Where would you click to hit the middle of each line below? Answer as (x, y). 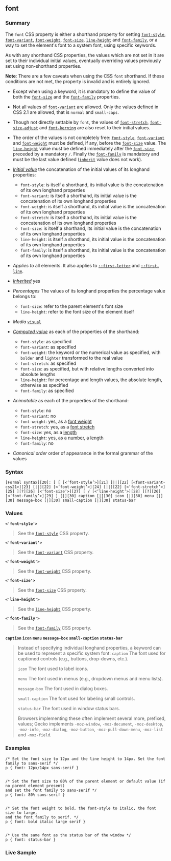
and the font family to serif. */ (42, 817)
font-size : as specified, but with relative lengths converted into (87, 368)
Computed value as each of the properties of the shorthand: (76, 331)
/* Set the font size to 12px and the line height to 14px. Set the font (86, 759)
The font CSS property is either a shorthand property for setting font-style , (86, 34)
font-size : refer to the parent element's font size (72, 306)
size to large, (21, 813)
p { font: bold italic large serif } (45, 821)
